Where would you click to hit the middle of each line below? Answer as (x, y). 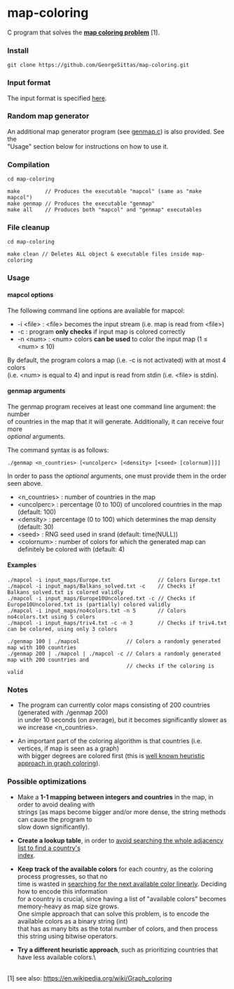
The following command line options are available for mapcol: (96, 310)
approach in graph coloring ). (58, 764)
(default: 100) (37, 512)
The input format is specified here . (57, 98)
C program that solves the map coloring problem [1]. (83, 32)
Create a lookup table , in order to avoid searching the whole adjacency (121, 840)
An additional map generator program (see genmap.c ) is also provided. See (116, 131)
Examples (22, 565)
